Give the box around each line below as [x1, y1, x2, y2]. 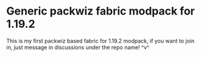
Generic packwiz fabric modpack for [6, 4, 195, 18]
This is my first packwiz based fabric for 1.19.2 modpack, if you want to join [6, 37, 195, 44]
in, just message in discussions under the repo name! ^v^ [6, 44, 150, 51]
